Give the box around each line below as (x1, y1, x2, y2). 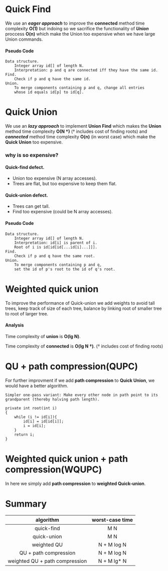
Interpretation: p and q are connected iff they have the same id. (14, 68, 158, 73)
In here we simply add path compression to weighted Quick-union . (5, 480, 146, 486)
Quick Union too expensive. (5, 139, 63, 145)
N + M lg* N (98, 557, 127, 564)
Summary (5, 498, 47, 509)
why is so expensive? (5, 152, 59, 158)
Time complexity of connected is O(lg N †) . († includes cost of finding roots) (5, 343, 163, 349)
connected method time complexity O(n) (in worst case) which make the (5, 134, 156, 140)
